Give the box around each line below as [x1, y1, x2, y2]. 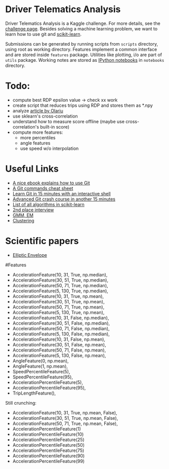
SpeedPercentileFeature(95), [12, 374, 73, 380]
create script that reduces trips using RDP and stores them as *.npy [12, 102, 153, 108]
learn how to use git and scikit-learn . [5, 31, 82, 37]
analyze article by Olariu [12, 107, 63, 113]
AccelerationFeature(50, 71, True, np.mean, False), [12, 420, 118, 426]
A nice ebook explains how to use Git [12, 180, 90, 186]
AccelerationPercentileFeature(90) [12, 452, 85, 459]
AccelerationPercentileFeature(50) [12, 442, 85, 448]
